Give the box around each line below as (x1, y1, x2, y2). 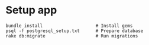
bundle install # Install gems (5, 23, 133, 29)
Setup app (5, 4, 57, 17)
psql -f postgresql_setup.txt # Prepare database (5, 27, 144, 34)
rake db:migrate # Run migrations (5, 33, 138, 39)
